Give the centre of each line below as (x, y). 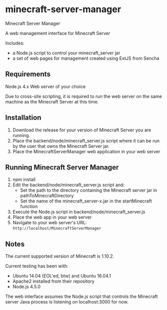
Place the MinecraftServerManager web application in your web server (86, 151)
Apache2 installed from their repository (53, 281)
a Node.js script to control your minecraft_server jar (66, 53)
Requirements (28, 74)
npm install (24, 180)
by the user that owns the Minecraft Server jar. (61, 146)
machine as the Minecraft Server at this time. (52, 101)
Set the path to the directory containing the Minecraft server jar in (89, 190)
